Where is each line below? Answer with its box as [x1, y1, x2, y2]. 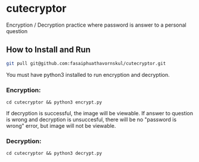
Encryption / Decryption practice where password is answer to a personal [6, 21, 187, 28]
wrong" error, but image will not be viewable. [6, 122, 116, 129]
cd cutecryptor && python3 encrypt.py [6, 99, 102, 105]
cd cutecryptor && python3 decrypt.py [6, 150, 102, 157]
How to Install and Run [6, 45, 91, 55]
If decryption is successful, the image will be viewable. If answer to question [6, 109, 194, 116]
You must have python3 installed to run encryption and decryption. [6, 71, 170, 78]
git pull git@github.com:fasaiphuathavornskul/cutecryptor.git [6, 60, 166, 66]
